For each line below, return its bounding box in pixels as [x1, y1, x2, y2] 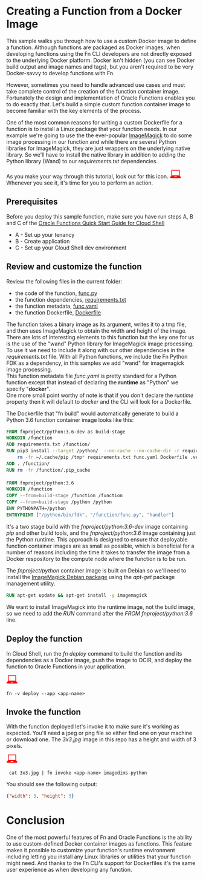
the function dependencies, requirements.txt [14, 296, 126, 303]
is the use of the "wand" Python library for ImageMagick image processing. [6, 340, 194, 347]
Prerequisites [6, 197, 58, 207]
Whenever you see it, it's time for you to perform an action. [6, 179, 153, 186]
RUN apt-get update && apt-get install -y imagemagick [6, 592, 147, 599]
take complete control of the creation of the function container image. [6, 87, 180, 95]
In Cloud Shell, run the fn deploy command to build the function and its [6, 650, 182, 657]
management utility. [6, 580, 56, 587]
